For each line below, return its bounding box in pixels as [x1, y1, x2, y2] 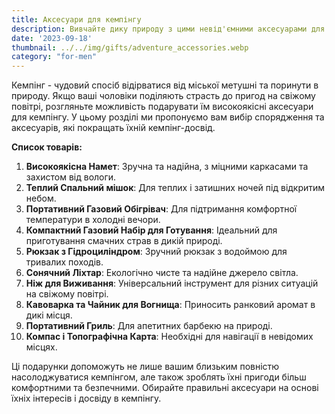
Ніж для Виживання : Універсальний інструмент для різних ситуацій [25, 277, 319, 290]
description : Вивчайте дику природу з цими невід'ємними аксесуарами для [11, 24, 326, 34]
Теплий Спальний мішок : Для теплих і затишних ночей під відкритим [25, 182, 326, 194]
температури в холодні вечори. [25, 214, 161, 226]
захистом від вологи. [25, 171, 117, 183]
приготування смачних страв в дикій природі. [25, 235, 223, 247]
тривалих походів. [25, 256, 104, 268]
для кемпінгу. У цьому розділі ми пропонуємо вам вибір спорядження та [11, 111, 325, 123]
